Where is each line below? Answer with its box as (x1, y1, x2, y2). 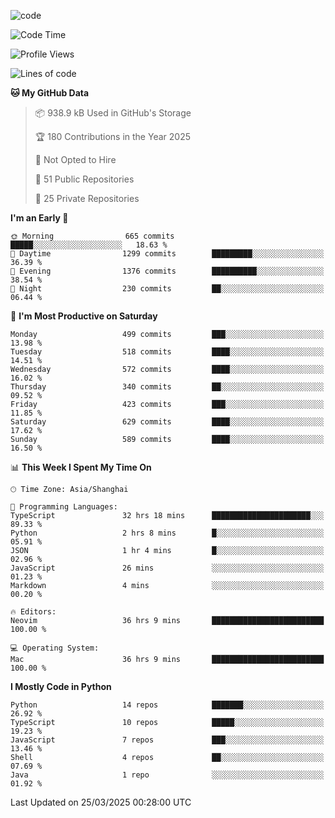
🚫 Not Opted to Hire (34, 154, 117, 165)
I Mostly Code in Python (10, 681, 112, 692)
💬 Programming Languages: (10, 502, 118, 512)
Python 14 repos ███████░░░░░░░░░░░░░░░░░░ (10, 700, 325, 710)
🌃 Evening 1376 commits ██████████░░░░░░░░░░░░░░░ (10, 266, 325, 276)
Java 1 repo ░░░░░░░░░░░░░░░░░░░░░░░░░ (10, 770, 325, 780)
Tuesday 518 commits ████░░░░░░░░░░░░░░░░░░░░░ (10, 347, 325, 357)
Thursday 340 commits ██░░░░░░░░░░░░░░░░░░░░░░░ (10, 382, 325, 392)
